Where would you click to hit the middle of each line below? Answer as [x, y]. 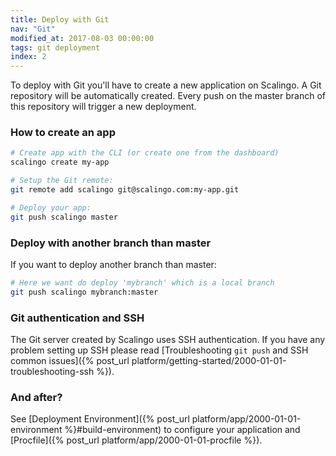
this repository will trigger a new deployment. [103, 107]
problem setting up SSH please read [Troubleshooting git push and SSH [159, 350]
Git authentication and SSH [77, 318]
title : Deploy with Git [60, 19]
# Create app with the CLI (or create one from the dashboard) [145, 153]
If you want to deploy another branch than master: [113, 264]
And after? [36, 397]
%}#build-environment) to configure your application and [182, 430]
